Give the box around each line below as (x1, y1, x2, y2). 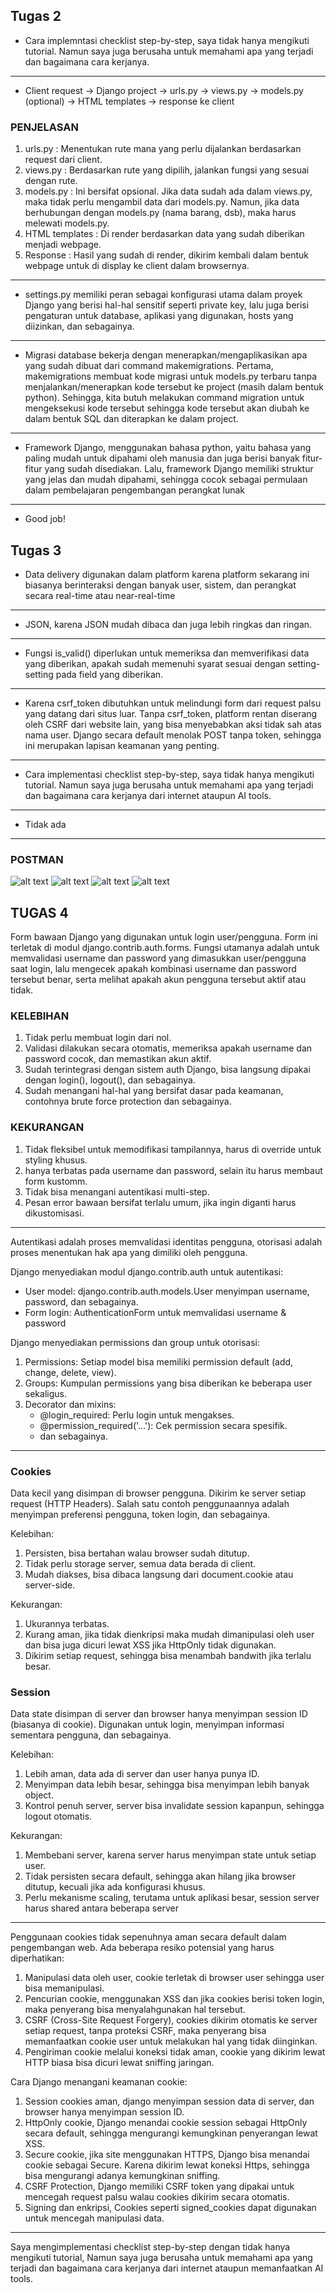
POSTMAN (10, 852, 64, 866)
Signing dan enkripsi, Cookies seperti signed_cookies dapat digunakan (24, 2202, 317, 2214)
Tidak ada (24, 818, 67, 830)
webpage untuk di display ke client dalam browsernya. (24, 260, 250, 272)
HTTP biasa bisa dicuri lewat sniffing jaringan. (24, 2057, 215, 2069)
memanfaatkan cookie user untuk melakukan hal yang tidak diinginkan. (24, 2035, 318, 2048)
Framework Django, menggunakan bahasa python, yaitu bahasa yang (24, 442, 312, 454)
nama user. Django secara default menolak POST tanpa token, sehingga (24, 729, 322, 741)
